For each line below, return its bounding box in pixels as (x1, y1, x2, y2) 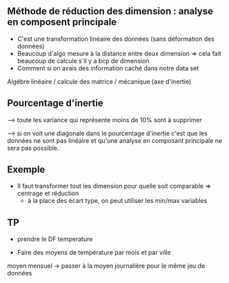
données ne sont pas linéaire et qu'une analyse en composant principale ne (7, 136, 223, 144)
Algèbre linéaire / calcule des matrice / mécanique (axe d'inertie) (7, 77, 192, 86)
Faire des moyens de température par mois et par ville (17, 248, 171, 257)
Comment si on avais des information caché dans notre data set (17, 64, 199, 72)
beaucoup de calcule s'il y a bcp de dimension (17, 57, 150, 65)
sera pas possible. (7, 144, 59, 152)
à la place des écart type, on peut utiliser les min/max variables (27, 197, 208, 205)
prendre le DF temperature (17, 235, 93, 244)
